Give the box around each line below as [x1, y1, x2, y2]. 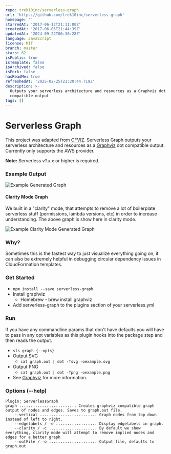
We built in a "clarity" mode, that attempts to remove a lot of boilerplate [5, 205, 156, 211]
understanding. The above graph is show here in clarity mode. [5, 216, 137, 222]
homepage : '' [5, 17, 33, 22]
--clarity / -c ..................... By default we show [14, 425, 141, 430]
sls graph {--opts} [12, 348, 55, 353]
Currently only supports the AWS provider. [5, 148, 95, 154]
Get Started [5, 274, 35, 281]
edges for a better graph [5, 435, 60, 440]
